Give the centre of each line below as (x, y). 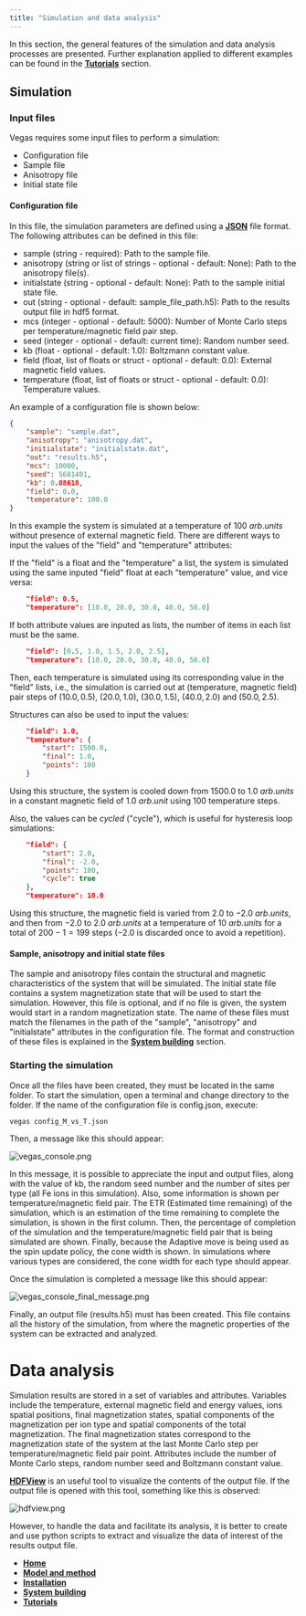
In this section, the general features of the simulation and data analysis (142, 44)
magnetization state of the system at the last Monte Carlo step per (134, 1444)
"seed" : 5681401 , (59, 474)
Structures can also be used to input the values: (100, 714)
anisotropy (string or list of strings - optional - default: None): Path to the (159, 263)
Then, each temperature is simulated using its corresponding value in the (147, 677)
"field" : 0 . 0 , (53, 491)
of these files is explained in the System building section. (118, 1042)
